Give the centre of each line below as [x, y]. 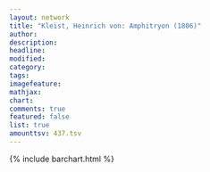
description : [34, 42]
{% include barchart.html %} [62, 159]
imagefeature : [36, 84]
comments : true [38, 109]
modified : [28, 59]
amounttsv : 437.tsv [46, 134]
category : [28, 68]
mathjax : [25, 92]
